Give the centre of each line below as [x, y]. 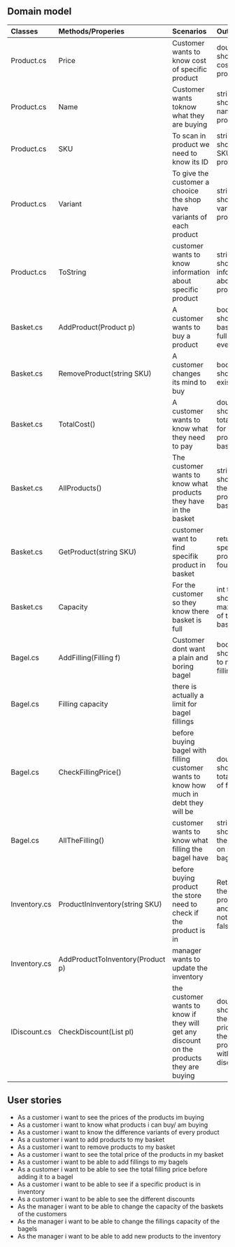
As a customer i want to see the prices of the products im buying [111, 1117]
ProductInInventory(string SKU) [110, 904]
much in [185, 794]
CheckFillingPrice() [90, 772]
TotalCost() [77, 424]
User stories [34, 1100]
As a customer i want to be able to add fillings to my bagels [102, 1162]
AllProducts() [80, 487]
